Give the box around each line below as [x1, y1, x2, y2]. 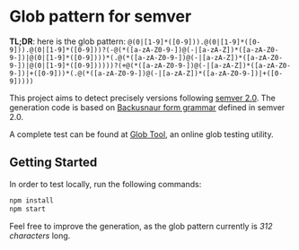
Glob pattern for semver [9, 6, 192, 27]
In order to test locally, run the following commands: [9, 178, 202, 189]
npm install [9, 195, 54, 205]
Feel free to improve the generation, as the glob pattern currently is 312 [9, 220, 273, 231]
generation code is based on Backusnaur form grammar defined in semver [9, 101, 286, 113]
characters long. [9, 230, 71, 241]
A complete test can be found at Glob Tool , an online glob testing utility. [9, 128, 274, 140]
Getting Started [9, 155, 98, 170]
